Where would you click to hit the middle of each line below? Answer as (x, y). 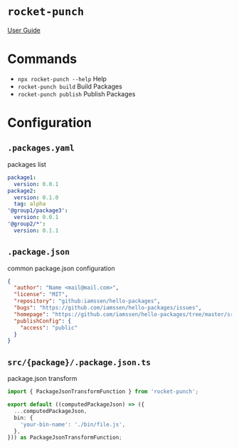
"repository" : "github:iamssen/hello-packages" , (87, 301)
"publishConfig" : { (43, 321)
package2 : (22, 190)
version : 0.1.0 (36, 198)
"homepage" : (32, 314)
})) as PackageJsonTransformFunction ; (65, 438)
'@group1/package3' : (38, 211)
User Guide (24, 30)
